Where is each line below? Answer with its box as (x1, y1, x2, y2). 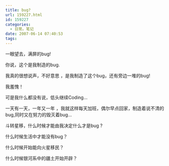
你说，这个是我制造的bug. (5, 61, 60, 68)
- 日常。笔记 (10, 27, 34, 32)
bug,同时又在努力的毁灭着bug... (5, 111, 72, 118)
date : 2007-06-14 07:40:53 (5, 31, 63, 36)
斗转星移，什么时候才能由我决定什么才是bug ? (5, 122, 103, 129)
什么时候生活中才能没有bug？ (5, 133, 68, 139)
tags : (5, 36, 17, 42)
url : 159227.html (5, 12, 43, 17)
